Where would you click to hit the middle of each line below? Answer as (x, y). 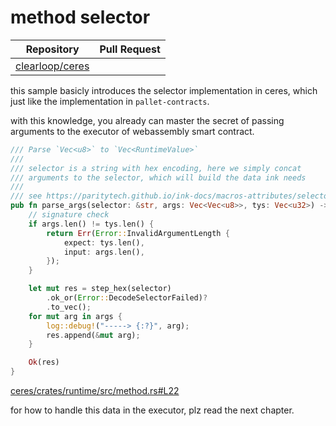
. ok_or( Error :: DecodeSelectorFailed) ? (127, 298)
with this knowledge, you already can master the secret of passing (147, 120)
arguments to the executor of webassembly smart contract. (132, 131)
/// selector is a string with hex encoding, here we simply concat (156, 168)
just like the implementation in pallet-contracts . (110, 101)
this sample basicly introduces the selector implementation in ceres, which (164, 90)
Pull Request (130, 49)
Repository (52, 49)
